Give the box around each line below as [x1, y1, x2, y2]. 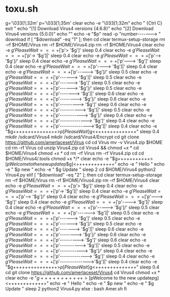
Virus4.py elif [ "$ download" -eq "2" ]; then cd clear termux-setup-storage [5, 171, 162, 178]
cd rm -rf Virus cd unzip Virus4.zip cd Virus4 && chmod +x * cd [5, 144, 139, 151]
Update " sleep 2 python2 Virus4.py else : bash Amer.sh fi [5, 285, 127, 291]
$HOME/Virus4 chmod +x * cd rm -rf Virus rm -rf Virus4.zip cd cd [5, 150, 144, 156]
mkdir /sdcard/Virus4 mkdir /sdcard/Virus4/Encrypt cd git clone [5, 134, 139, 140]
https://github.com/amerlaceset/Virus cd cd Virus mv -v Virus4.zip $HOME [5, 139, 163, 145]
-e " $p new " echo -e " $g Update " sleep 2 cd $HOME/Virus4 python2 [5, 166, 156, 172]
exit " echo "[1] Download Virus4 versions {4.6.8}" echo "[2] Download [5, 25, 154, 31]
